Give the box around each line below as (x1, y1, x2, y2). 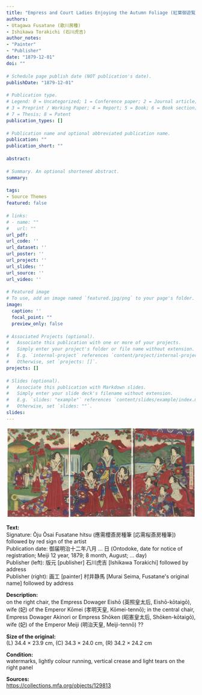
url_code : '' (6, 238, 39, 244)
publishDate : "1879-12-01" (6, 79, 74, 85)
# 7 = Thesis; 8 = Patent (6, 111, 71, 117)
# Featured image (6, 289, 50, 295)
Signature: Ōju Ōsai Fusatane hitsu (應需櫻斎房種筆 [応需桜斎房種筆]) (6, 531, 176, 538)
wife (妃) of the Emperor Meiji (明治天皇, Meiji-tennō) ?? (6, 620, 144, 628)
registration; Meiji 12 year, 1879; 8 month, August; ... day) (6, 551, 147, 559)
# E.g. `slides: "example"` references (6, 397, 112, 403)
